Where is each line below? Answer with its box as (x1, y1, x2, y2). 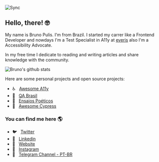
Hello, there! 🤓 (5, 19, 50, 27)
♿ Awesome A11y (12, 86, 49, 92)
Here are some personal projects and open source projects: (5, 76, 125, 82)
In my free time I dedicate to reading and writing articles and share (5, 51, 139, 57)
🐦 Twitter (12, 129, 35, 135)
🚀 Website (12, 141, 36, 147)
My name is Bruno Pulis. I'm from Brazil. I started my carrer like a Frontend (5, 32, 155, 38)
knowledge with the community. (5, 57, 69, 63)
